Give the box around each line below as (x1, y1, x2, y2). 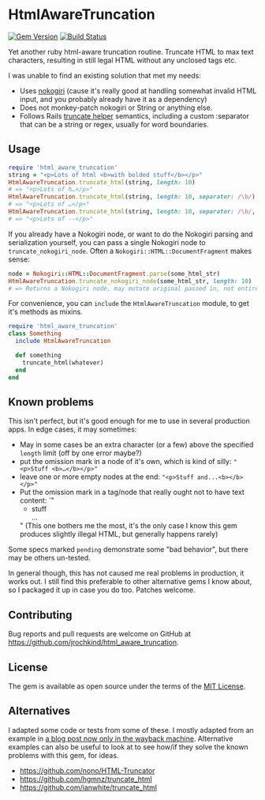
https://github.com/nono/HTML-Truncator (19, 765, 155, 775)
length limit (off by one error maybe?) (19, 448, 142, 458)
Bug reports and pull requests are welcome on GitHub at (8, 629, 192, 639)
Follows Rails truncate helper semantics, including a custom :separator (19, 111, 250, 120)
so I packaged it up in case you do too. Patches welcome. (8, 585, 196, 594)
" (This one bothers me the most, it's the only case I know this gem (19, 521, 238, 530)
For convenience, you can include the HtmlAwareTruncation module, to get (8, 299, 250, 308)
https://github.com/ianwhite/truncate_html (19, 783, 158, 792)
